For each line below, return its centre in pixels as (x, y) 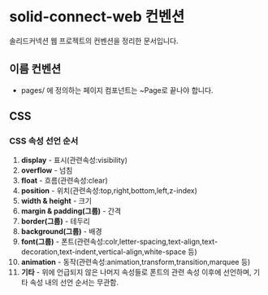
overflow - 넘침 (47, 170)
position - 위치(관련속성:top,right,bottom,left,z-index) (109, 191)
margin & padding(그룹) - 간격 (71, 211)
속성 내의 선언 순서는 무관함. (74, 283)
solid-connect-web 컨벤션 (97, 17)
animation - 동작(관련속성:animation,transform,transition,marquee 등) (136, 262)
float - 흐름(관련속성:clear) (64, 181)
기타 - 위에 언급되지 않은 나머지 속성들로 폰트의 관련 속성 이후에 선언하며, (136, 272)
